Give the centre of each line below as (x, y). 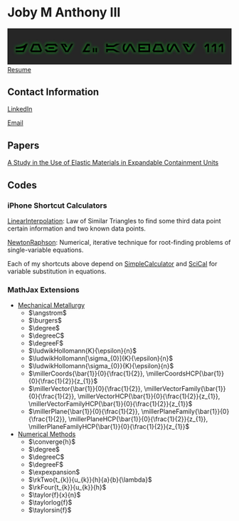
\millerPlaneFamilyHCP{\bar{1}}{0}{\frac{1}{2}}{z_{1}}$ (109, 427)
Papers (23, 145)
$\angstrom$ (47, 313)
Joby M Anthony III (64, 12)
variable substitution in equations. (57, 271)
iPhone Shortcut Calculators (57, 206)
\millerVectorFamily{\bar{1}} (185, 389)
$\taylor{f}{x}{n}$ (54, 495)
